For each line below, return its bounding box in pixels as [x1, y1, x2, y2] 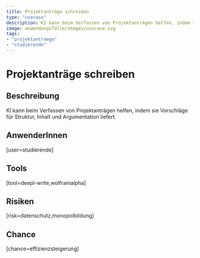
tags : [6, 31, 20, 37]
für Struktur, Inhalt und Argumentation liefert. [6, 113, 117, 120]
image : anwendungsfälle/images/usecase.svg [6, 25, 116, 32]
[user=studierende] [6, 146, 54, 153]
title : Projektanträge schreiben [6, 8, 89, 15]
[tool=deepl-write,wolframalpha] [6, 179, 86, 186]
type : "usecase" [6, 14, 46, 20]
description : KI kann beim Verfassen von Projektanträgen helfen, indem [6, 20, 190, 26]
